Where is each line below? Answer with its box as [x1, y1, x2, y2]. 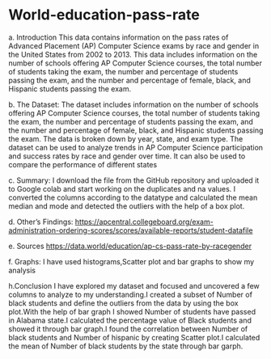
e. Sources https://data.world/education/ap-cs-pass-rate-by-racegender [8, 241, 252, 251]
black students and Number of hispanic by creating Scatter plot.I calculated [8, 332, 260, 342]
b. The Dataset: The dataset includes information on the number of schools [8, 99, 259, 109]
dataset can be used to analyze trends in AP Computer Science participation [8, 142, 264, 152]
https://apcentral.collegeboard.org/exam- [74, 217, 214, 226]
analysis [8, 265, 36, 275]
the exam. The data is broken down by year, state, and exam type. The [8, 133, 243, 143]
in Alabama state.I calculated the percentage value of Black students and [8, 315, 252, 325]
